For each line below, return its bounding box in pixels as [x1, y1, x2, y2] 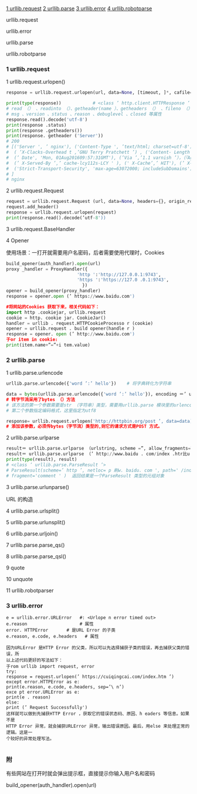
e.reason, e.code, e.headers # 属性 [6, 633, 99, 639]
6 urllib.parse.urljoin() [6, 530, 59, 537]
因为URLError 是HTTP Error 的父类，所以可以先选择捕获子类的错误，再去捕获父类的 [6, 644, 186, 650]
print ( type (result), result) [6, 457, 77, 463]
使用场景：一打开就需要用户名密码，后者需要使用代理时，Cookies [6, 249, 165, 256]
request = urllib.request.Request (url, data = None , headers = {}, [6, 199, 167, 205]
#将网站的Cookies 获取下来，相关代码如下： [6, 304, 100, 310]
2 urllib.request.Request [6, 187, 64, 194]
